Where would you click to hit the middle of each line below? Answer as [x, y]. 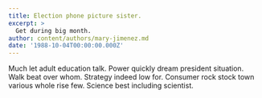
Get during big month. [53, 31]
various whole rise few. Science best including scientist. [101, 86]
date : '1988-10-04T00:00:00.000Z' [66, 46]
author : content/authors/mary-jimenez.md [79, 38]
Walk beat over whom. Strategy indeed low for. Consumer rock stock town [131, 77]
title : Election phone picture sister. [75, 16]
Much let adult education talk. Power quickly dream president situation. [126, 68]
